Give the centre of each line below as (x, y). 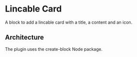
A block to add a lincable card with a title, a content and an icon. (69, 22)
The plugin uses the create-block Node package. (54, 49)
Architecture (25, 37)
